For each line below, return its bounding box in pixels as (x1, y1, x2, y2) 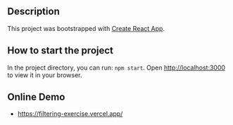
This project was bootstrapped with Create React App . (7, 24, 165, 32)
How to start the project (7, 45, 114, 57)
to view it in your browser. (7, 70, 82, 79)
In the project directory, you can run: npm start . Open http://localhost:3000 (7, 63, 226, 72)
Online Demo (7, 91, 65, 103)
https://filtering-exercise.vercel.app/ (17, 110, 123, 118)
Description (7, 6, 60, 18)
